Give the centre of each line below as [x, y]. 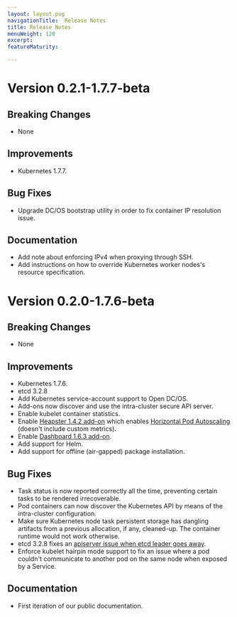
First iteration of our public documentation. [80, 606]
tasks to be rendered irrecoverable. [69, 498]
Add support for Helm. [50, 444]
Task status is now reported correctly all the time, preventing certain [117, 491]
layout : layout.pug [36, 14]
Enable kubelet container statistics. [69, 414]
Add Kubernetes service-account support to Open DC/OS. [103, 399]
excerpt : [20, 40]
